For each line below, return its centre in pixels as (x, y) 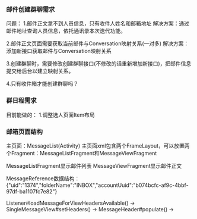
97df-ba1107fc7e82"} (32, 191)
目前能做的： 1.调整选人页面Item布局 (50, 115)
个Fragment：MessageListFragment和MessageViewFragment (82, 153)
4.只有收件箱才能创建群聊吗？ (42, 84)
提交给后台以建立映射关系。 (40, 71)
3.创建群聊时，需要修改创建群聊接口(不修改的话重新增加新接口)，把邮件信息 (99, 64)
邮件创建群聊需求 (31, 9)
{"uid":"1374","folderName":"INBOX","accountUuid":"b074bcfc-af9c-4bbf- (97, 185)
